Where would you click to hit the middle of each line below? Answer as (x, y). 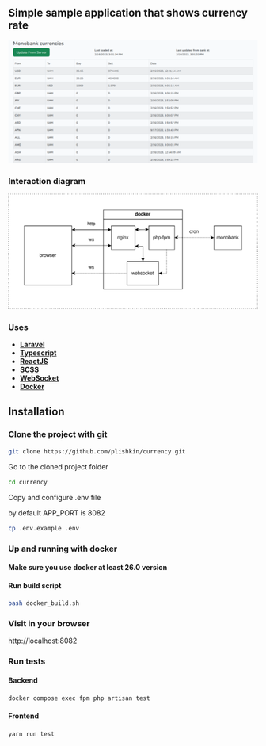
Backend (23, 680)
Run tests (27, 661)
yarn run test (32, 734)
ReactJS (34, 362)
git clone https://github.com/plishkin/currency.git (97, 451)
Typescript (38, 353)
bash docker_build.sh (44, 603)
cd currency (28, 482)
